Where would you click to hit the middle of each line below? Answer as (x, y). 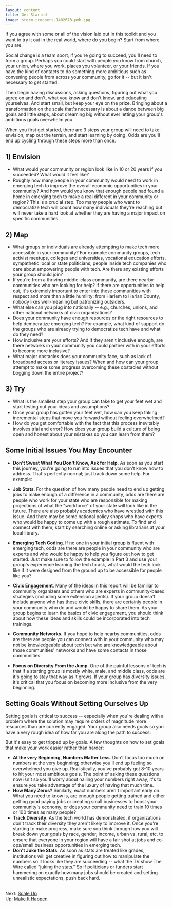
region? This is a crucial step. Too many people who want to (76, 202)
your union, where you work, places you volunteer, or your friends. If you (82, 66)
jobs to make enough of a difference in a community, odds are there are (89, 494)
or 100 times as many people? (44, 812)
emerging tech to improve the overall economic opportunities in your (85, 186)
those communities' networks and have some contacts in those (80, 650)
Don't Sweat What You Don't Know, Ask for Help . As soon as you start (88, 463)
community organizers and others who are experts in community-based (89, 591)
